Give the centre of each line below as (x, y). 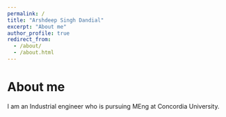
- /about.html (34, 53)
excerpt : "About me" (37, 26)
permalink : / (26, 14)
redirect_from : (29, 40)
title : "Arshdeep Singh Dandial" (56, 20)
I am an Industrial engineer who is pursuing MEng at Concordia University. (113, 106)
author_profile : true (39, 33)
